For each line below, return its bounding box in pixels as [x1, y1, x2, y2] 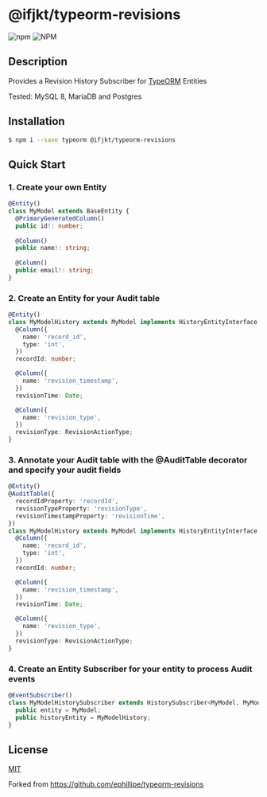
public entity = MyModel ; [15, 706, 102, 714]
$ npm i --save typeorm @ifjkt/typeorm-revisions [8, 135, 176, 144]
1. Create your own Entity [8, 182, 107, 193]
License [8, 743, 48, 756]
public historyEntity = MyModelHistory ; [15, 713, 151, 721]
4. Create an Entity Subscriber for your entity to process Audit [8, 663, 253, 674]
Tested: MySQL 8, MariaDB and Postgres [8, 92, 142, 101]
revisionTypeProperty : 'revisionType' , [15, 504, 148, 513]
